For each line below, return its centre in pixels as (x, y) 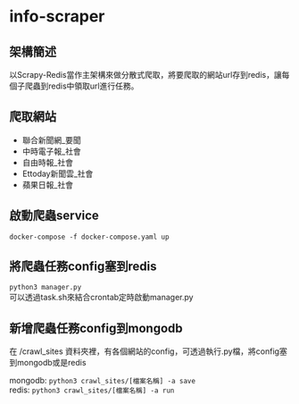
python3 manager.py (46, 288)
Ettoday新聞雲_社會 (58, 173)
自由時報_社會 (48, 162)
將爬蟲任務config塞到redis (83, 267)
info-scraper (57, 17)
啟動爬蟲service (54, 216)
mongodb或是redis (51, 363)
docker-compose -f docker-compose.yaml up (89, 237)
